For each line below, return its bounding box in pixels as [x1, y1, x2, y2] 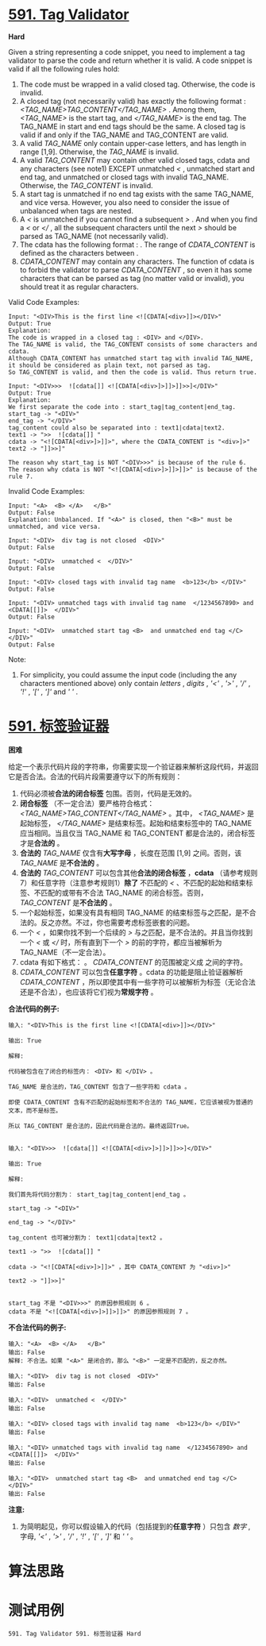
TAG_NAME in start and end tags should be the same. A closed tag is [19, 121, 246, 131]
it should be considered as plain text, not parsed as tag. [8, 361, 212, 369]
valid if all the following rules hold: [8, 64, 120, 73]
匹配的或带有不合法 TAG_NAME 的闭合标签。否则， [40, 888, 208, 897]
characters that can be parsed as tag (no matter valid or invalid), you [19, 273, 245, 283]
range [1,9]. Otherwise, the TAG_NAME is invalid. [19, 147, 179, 156]
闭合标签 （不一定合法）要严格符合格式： [19, 798, 155, 808]
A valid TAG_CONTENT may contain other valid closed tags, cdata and [19, 155, 250, 164]
